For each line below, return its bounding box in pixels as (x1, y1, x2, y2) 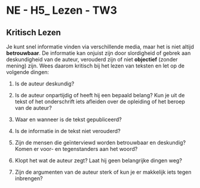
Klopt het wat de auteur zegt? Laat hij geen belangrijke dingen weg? (14, 157, 182, 164)
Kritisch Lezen (6, 27, 61, 38)
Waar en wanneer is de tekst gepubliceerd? (14, 116, 122, 123)
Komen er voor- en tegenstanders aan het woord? (14, 146, 138, 152)
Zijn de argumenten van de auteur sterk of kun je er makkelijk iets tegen (14, 168, 192, 175)
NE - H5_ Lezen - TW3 (6, 4, 118, 17)
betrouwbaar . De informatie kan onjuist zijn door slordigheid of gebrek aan (6, 50, 191, 57)
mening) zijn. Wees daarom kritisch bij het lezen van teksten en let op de (6, 62, 185, 69)
